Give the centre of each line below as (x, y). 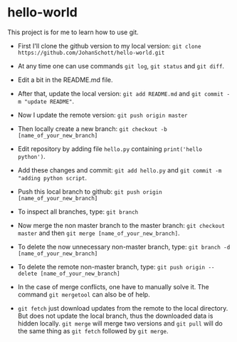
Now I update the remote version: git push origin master (102, 115)
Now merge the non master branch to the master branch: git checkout (121, 225)
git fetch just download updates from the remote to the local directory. (123, 308)
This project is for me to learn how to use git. (73, 32)
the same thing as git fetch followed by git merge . (93, 331)
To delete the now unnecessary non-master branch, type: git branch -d (124, 247)
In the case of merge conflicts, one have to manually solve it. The (114, 286)
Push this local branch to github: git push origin (90, 191)
